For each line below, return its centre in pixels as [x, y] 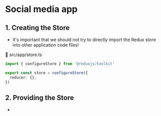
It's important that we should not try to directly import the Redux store [84, 39]
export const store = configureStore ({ [47, 73]
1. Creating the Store [37, 28]
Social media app [41, 9]
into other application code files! [45, 45]
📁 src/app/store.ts [24, 54]
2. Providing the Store [40, 98]
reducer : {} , [23, 77]
